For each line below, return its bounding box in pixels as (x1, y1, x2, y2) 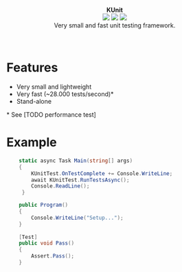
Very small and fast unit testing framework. (54, 21, 176, 30)
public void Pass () (19, 240, 75, 247)
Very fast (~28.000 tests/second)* (16, 89, 114, 98)
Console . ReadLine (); (31, 183, 90, 190)
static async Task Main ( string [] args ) (19, 157, 133, 164)
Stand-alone (16, 97, 52, 105)
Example (6, 135, 57, 150)
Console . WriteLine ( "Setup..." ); (31, 214, 124, 221)
